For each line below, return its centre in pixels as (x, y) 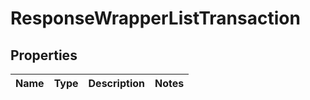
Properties (44, 55)
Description (116, 83)
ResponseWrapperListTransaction (155, 18)
